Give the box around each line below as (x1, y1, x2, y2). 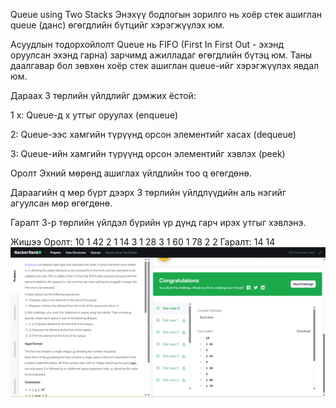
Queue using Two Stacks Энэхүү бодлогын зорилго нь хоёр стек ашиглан (10, 9, 322, 20)
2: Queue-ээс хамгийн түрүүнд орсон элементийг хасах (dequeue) (10, 129, 297, 140)
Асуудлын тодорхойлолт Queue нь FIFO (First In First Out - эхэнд (10, 39, 285, 50)
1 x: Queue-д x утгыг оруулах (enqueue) (10, 109, 179, 121)
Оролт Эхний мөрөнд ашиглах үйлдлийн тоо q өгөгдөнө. (10, 167, 252, 179)
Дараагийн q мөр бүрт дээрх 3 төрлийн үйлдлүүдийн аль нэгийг (10, 187, 287, 198)
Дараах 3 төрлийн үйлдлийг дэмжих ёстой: (10, 90, 197, 101)
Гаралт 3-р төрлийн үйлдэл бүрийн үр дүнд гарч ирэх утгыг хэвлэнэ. (10, 217, 307, 228)
